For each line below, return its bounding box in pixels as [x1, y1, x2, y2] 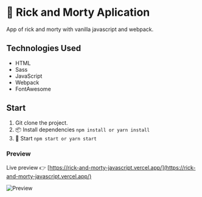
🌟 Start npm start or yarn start [15, 134, 97, 142]
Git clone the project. [15, 119, 68, 126]
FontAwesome [15, 85, 52, 92]
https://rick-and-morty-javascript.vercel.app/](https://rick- [49, 164, 196, 171]
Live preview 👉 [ [6, 164, 50, 171]
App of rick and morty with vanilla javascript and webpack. [6, 26, 154, 33]
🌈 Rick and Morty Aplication [6, 5, 150, 19]
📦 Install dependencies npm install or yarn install [15, 126, 150, 133]
